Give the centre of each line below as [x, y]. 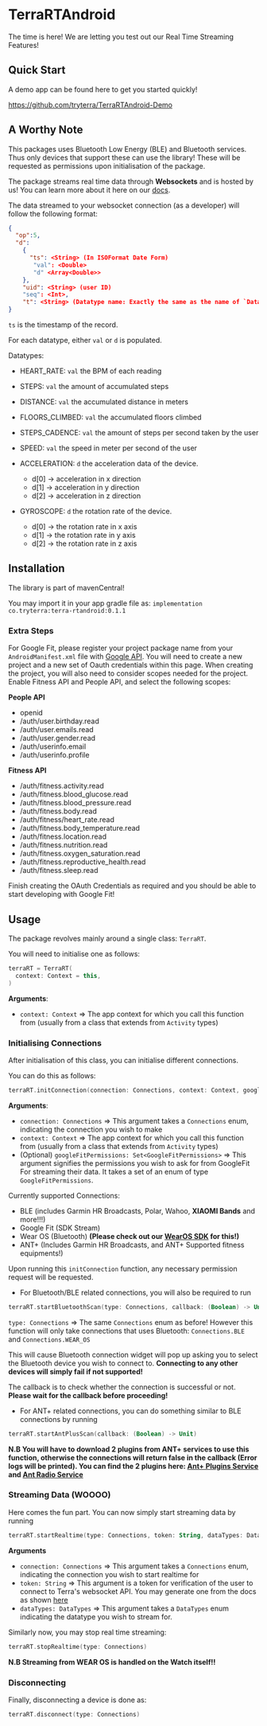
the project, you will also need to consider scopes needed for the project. [128, 673]
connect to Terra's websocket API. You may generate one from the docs [138, 1591]
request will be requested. [51, 1277]
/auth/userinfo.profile [54, 755]
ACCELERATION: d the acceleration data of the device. [109, 464]
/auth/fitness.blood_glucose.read [74, 794]
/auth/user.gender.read [58, 738]
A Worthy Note [46, 130]
